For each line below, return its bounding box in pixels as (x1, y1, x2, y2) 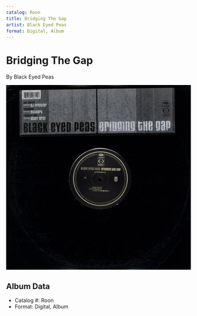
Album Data (6, 281, 50, 291)
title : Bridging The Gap (6, 15, 67, 22)
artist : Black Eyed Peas (6, 22, 67, 28)
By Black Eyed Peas (6, 73, 55, 80)
